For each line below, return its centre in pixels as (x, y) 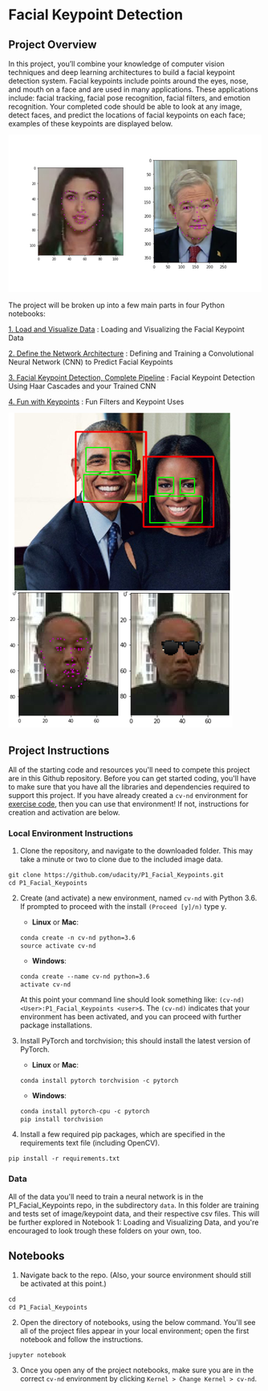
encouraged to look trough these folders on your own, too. (105, 1230)
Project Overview (53, 45)
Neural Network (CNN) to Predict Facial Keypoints (91, 362)
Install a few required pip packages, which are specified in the (122, 1134)
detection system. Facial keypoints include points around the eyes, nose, (128, 81)
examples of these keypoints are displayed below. (91, 123)
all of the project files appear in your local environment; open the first (134, 1331)
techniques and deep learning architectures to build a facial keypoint (122, 72)
